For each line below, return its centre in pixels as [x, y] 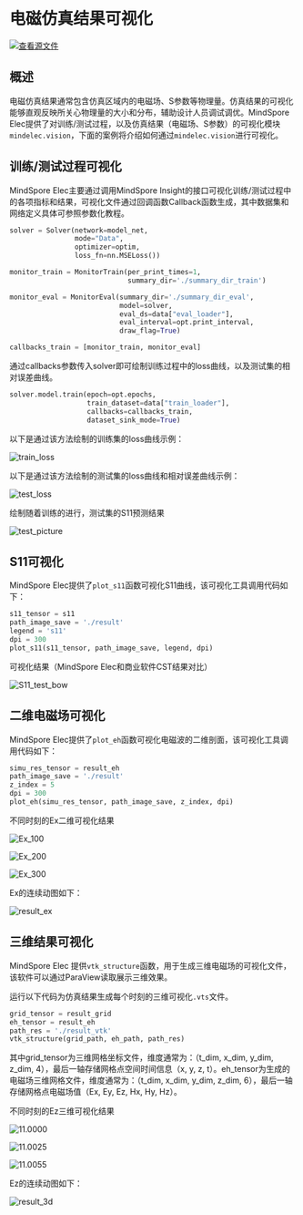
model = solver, [146, 305]
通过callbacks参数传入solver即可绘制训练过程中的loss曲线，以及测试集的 [146, 366]
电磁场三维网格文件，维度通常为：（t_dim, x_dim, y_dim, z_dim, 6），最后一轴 [151, 1080]
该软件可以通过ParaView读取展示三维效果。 [91, 977]
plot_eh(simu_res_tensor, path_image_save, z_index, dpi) [121, 802]
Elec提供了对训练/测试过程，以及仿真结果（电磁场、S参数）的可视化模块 [145, 123]
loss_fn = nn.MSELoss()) [117, 256]
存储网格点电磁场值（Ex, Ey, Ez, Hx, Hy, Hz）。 [96, 1092]
